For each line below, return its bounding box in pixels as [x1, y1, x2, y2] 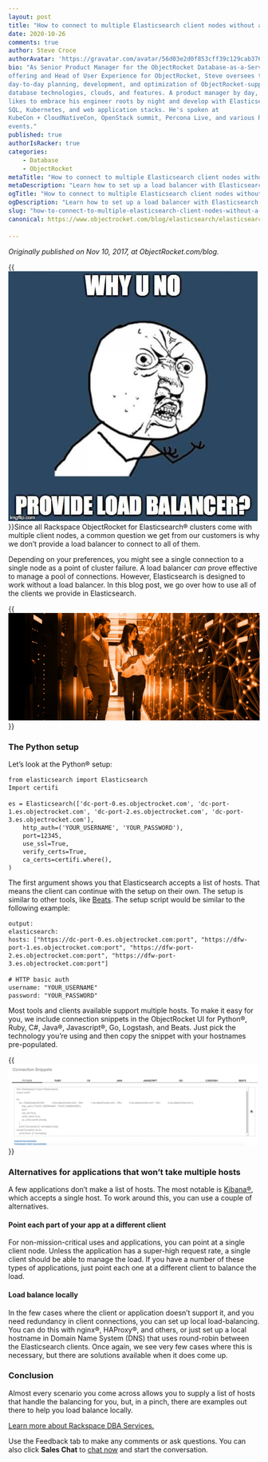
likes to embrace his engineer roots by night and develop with [8, 97, 227, 106]
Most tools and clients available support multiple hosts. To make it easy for [8, 1006, 254, 1015]
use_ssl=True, [22, 840, 69, 848]
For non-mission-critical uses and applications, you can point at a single [8, 1237, 246, 1247]
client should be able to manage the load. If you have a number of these [8, 1255, 245, 1265]
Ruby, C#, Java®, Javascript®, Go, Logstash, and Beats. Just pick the [8, 1023, 237, 1033]
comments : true [8, 38, 59, 46]
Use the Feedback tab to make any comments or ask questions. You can [8, 1436, 246, 1446]
